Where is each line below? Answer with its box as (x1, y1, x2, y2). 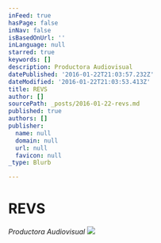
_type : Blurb (8, 159, 52, 167)
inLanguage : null (8, 41, 66, 49)
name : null (15, 129, 52, 137)
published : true (8, 108, 62, 116)
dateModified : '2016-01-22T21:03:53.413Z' (8, 78, 151, 85)
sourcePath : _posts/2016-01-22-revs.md (8, 100, 140, 108)
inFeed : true (8, 11, 52, 20)
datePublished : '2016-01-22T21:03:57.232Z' (8, 70, 155, 78)
